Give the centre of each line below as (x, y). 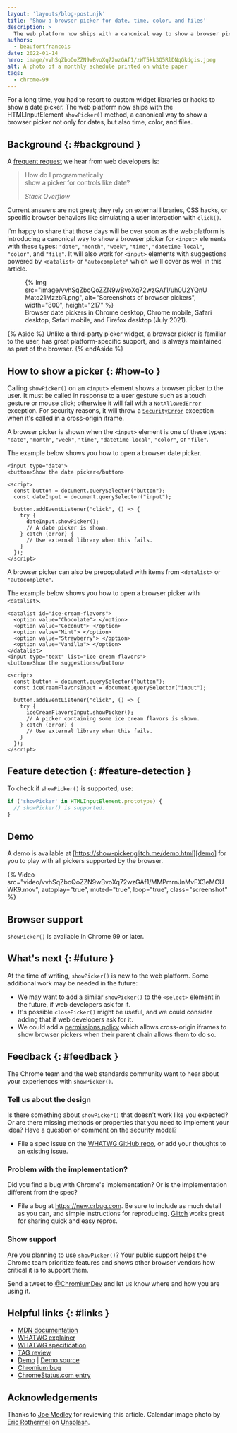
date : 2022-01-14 (33, 54)
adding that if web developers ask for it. (75, 1019)
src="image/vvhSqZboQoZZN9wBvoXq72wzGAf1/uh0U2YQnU (116, 290)
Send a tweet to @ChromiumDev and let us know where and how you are (114, 1283)
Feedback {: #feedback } (63, 1057)
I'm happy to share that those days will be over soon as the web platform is (116, 231)
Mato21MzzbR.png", (54, 298)
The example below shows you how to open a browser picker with (103, 593)
